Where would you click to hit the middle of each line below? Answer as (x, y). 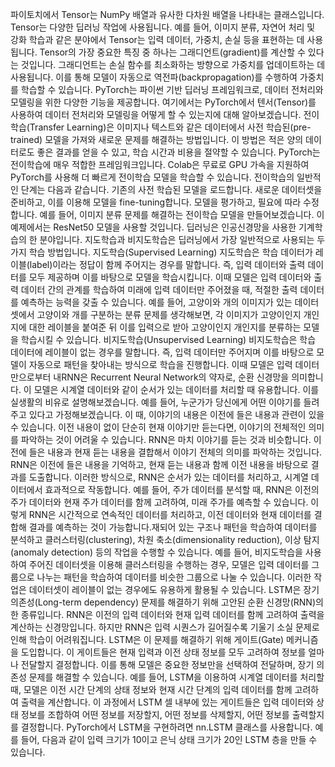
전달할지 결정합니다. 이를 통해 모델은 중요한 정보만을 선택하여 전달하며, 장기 (167, 664)
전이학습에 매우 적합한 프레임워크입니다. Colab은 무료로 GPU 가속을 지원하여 (160, 164)
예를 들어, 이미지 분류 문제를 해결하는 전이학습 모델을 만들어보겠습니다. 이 (182, 214)
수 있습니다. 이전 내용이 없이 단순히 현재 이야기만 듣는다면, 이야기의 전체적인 (158, 427)
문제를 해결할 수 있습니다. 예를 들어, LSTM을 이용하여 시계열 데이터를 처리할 (176, 677)
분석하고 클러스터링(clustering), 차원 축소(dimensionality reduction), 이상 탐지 (165, 539)
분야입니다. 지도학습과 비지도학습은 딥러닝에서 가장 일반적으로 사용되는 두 (182, 239)
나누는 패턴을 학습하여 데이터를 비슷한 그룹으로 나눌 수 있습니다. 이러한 (174, 577)
